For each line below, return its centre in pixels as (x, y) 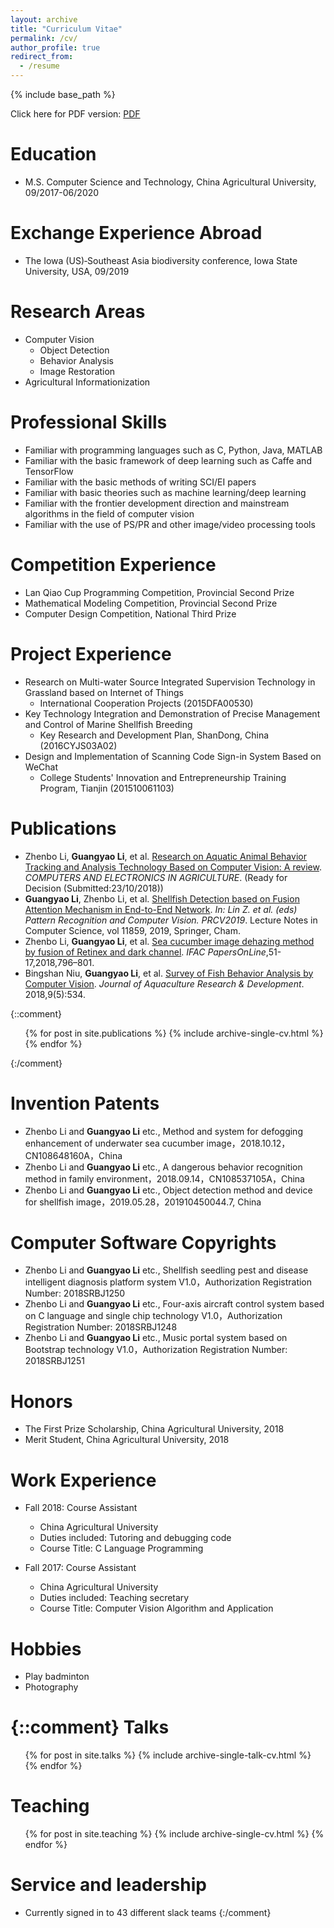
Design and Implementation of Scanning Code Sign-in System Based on (173, 756)
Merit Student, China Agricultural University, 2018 (127, 1440)
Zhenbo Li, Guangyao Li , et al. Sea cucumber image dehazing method (169, 941)
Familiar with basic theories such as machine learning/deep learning (165, 492)
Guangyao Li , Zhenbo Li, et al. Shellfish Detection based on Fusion (162, 898)
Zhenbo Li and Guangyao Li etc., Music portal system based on (156, 1338)
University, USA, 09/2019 (77, 271)
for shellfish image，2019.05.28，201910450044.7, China (143, 1202)
